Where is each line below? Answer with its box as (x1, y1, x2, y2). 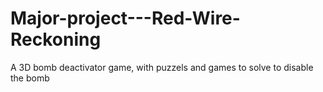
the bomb (10, 72, 50, 84)
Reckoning (10, 28, 102, 51)
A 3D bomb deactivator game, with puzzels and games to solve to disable (10, 61, 314, 73)
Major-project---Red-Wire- (10, 7, 241, 30)
